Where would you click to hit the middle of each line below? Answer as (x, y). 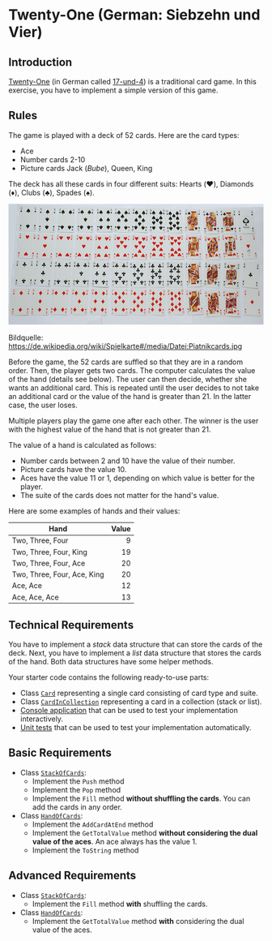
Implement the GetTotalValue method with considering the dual (138, 921)
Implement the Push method (78, 781)
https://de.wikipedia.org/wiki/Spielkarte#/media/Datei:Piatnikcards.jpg (125, 346)
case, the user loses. (43, 405)
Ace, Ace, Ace (35, 597)
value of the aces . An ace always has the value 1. (115, 841)
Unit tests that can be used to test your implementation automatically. (136, 727)
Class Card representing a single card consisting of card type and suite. (139, 693)
